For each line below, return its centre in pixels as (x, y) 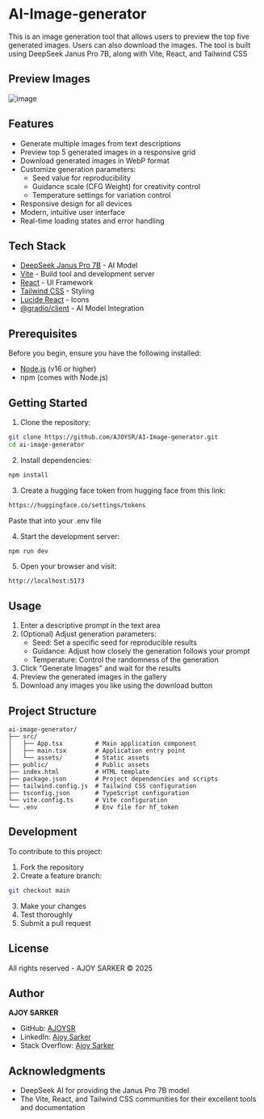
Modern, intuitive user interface (72, 212)
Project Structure (52, 711)
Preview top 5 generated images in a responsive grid (108, 152)
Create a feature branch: (61, 875)
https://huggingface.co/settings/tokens (78, 505)
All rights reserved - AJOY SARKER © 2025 (81, 968)
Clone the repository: (55, 422)
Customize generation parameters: (78, 169)
